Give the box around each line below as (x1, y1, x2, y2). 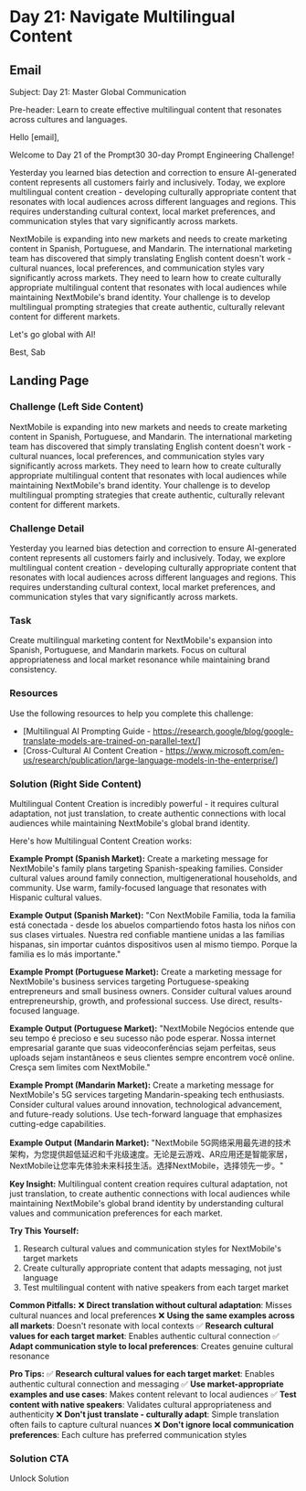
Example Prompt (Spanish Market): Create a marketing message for (9, 853, 269, 863)
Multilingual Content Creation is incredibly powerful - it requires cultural (9, 798, 280, 809)
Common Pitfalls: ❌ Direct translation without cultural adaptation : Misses (9, 1299, 292, 1310)
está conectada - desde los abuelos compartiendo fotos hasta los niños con (9, 919, 296, 930)
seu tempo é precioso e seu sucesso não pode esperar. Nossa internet (9, 1032, 276, 1044)
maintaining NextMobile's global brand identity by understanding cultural (9, 1197, 284, 1208)
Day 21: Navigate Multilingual (9, 6, 236, 27)
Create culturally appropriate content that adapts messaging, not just (22, 1262, 283, 1273)
